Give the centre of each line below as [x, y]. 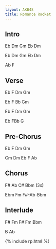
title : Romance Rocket [28, 14]
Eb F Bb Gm [17, 102]
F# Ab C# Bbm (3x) [24, 185]
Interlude [19, 210]
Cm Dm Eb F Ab [21, 157]
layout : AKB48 [19, 10]
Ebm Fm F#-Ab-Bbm [26, 194]
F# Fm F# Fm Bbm [24, 222]
